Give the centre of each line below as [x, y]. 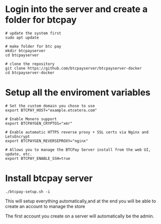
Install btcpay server [49, 178]
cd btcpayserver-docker [30, 73]
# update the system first [33, 33]
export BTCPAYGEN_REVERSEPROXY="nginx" [47, 141]
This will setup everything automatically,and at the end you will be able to [81, 201]
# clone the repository [30, 64]
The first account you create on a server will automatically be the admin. [80, 216]
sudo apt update [22, 38]
